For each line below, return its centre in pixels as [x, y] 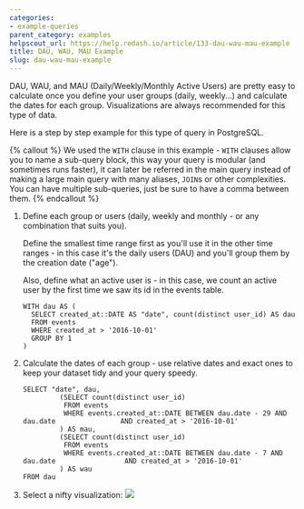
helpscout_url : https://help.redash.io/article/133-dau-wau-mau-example [150, 43]
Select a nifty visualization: [73, 495]
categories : [32, 18]
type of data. [33, 115]
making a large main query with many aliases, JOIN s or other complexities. [148, 179]
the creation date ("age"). [70, 263]
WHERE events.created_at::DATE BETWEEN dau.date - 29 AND [175, 414]
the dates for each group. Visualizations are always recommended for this [147, 105]
